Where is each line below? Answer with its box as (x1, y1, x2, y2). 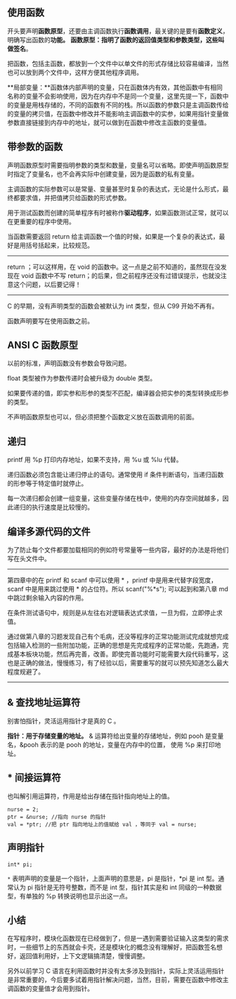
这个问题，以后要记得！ (13, 280, 81, 289)
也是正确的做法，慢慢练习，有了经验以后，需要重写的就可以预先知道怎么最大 (7, 659, 229, 667)
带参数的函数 (7, 141, 63, 153)
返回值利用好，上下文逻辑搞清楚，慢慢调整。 (19, 952, 149, 960)
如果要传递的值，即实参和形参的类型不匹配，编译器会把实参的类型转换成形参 (7, 389, 229, 398)
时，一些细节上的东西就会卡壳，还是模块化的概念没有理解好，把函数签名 (7, 943, 216, 952)
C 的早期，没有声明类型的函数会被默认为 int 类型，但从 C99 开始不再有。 (7, 301, 218, 310)
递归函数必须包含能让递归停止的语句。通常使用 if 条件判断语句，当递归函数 (7, 470, 224, 479)
